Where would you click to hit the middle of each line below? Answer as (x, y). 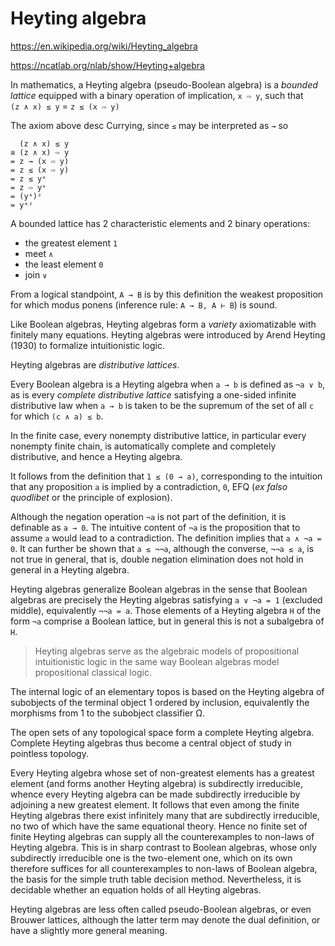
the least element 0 (64, 264)
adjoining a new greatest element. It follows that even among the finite (155, 804)
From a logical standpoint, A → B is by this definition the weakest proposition (167, 294)
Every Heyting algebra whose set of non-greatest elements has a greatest (162, 773)
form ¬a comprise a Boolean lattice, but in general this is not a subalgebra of (167, 621)
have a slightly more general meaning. (89, 930)
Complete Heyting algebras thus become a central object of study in (151, 743)
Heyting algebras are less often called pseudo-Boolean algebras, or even (161, 909)
